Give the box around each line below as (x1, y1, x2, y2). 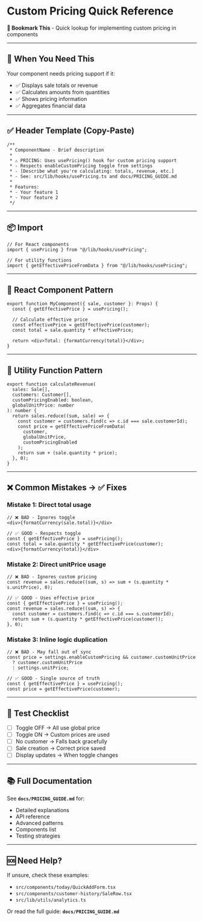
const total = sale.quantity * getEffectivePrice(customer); (7, 541, 164, 547)
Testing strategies (15, 832, 61, 839)
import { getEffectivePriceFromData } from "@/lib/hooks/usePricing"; (7, 263, 188, 269)
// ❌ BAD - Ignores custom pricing (7, 574, 97, 580)
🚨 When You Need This (7, 54, 95, 64)
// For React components (7, 242, 69, 248)
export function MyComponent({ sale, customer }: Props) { (7, 301, 158, 307)
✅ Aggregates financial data (15, 102, 86, 109)
